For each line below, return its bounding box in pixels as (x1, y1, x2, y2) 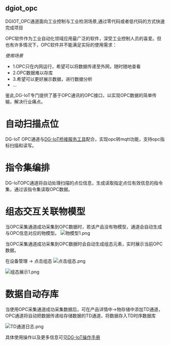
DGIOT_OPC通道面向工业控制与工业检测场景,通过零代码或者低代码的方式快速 (5, 18, 165, 24)
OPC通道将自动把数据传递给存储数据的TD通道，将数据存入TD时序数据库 (5, 312, 156, 319)
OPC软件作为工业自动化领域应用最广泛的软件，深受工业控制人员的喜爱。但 (5, 35, 161, 41)
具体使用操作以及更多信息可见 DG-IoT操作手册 (5, 334, 100, 340)
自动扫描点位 (5, 118, 59, 130)
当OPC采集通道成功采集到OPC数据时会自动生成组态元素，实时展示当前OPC (5, 241, 163, 247)
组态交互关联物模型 (5, 206, 86, 217)
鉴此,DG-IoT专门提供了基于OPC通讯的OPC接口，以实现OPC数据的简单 (5, 92, 152, 98)
